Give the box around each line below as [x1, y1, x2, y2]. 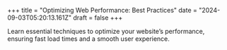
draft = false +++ [73, 13, 123, 22]
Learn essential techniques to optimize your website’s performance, [7, 27, 205, 35]
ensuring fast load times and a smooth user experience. [7, 35, 170, 43]
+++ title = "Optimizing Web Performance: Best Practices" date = [7, 6, 198, 14]
